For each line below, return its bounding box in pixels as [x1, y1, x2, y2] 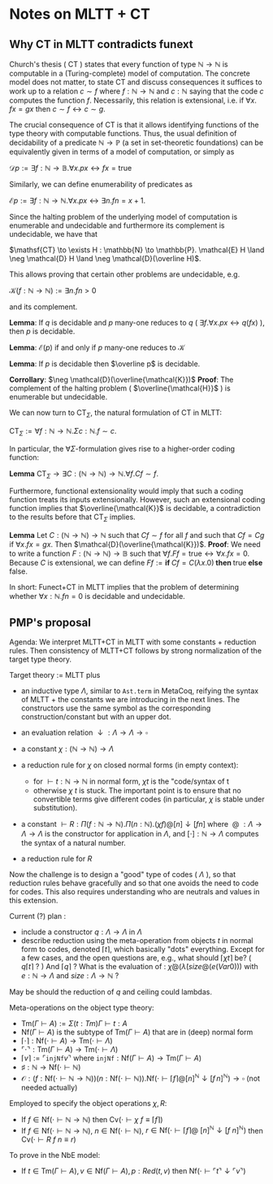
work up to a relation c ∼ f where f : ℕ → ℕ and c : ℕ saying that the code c [9, 86, 264, 96]
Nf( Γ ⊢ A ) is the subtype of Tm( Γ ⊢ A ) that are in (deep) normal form [20, 1027, 253, 1037]
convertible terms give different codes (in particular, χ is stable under [32, 794, 265, 804]
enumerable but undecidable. [9, 392, 108, 401]
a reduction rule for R [20, 854, 93, 863]
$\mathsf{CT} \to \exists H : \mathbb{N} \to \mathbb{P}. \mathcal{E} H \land [9, 245, 265, 255]
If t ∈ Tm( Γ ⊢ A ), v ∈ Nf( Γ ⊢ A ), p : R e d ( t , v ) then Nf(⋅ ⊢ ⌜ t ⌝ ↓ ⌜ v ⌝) [20, 1166, 246, 1176]
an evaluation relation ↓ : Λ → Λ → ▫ [20, 727, 149, 737]
